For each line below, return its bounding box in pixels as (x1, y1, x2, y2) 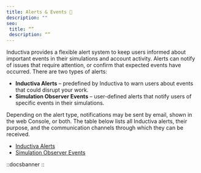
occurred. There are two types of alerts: (6, 68, 107, 75)
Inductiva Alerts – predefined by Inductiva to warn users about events (15, 80, 194, 87)
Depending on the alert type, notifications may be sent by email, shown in (6, 111, 192, 119)
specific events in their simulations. (15, 99, 105, 107)
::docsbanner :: (6, 161, 45, 168)
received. (6, 131, 31, 138)
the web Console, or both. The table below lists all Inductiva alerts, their (6, 117, 188, 125)
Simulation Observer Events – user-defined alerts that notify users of (15, 93, 192, 100)
